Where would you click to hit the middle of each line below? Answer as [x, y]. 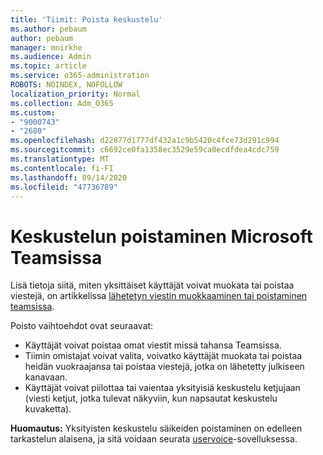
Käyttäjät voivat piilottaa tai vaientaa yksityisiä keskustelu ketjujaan [162, 388]
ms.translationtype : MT [60, 159]
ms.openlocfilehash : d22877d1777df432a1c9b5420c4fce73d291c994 [145, 141]
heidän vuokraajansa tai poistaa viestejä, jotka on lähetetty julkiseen [164, 367]
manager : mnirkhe [46, 47]
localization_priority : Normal [75, 94]
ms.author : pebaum [48, 29]
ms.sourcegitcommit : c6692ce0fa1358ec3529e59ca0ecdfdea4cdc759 [145, 150]
